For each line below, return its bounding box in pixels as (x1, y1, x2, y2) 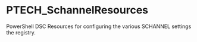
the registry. (6, 29, 36, 36)
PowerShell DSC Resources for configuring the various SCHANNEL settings (6, 23, 192, 30)
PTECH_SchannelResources (6, 3, 149, 17)
